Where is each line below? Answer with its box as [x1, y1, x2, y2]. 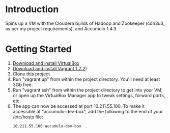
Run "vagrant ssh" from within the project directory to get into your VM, [12, 87, 163, 93]
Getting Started [5, 43, 72, 55]
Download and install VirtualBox [12, 60, 80, 66]
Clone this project [12, 71, 50, 77]
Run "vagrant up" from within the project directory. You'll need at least [12, 76, 160, 82]
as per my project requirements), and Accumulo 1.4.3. [5, 25, 118, 31]
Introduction [5, 4, 59, 15]
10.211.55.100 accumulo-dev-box [12, 123, 81, 128]
